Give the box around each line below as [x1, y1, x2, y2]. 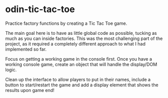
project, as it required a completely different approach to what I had [5, 40, 146, 46]
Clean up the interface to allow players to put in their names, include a [5, 76, 151, 82]
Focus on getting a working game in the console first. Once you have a [5, 56, 152, 62]
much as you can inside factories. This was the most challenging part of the [5, 35, 163, 41]
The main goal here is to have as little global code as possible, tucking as [5, 30, 157, 36]
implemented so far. [5, 46, 47, 52]
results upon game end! [5, 87, 54, 93]
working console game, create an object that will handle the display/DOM [5, 61, 157, 67]
